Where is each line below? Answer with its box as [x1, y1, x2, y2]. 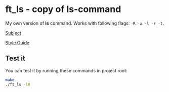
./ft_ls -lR [5, 82, 30, 87]
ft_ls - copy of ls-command [5, 4, 121, 15]
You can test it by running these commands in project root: [5, 67, 128, 73]
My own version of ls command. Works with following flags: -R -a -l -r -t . [5, 20, 164, 26]
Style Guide [5, 39, 30, 46]
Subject [5, 30, 21, 36]
